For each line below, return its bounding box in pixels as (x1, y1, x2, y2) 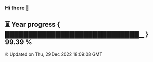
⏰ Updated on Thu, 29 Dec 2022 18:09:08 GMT (5, 51, 102, 57)
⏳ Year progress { (5, 20, 61, 29)
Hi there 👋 (5, 4, 30, 11)
